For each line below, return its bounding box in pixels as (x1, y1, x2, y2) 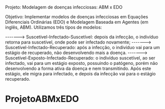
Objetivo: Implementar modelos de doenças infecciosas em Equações (5, 14, 148, 19)
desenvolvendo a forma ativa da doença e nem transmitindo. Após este (5, 65, 152, 71)
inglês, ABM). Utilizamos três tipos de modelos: (5, 24, 102, 30)
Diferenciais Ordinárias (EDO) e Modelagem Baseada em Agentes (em (5, 19, 149, 25)
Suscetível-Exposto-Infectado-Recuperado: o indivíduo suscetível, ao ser (5, 55, 156, 61)
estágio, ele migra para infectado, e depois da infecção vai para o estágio (5, 71, 156, 76)
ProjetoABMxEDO (5, 94, 80, 105)
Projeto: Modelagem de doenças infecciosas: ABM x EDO (5, 4, 123, 10)
